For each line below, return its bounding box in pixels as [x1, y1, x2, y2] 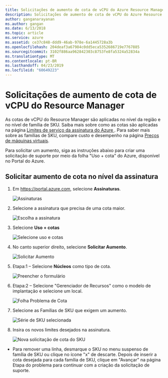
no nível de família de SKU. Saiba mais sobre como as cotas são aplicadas [5, 121, 158, 127]
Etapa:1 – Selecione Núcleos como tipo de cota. [12, 263, 111, 269]
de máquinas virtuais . [5, 137, 49, 143]
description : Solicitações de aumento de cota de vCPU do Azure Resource [5, 12, 162, 17]
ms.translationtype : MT [5, 53, 55, 59]
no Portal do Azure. [5, 158, 45, 164]
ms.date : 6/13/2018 [5, 26, 46, 31]
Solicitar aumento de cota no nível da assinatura [5, 172, 158, 181]
